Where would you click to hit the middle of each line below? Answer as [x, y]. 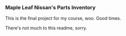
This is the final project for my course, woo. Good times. [63, 18]
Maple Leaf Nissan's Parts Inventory [50, 7]
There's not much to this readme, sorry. [46, 28]
